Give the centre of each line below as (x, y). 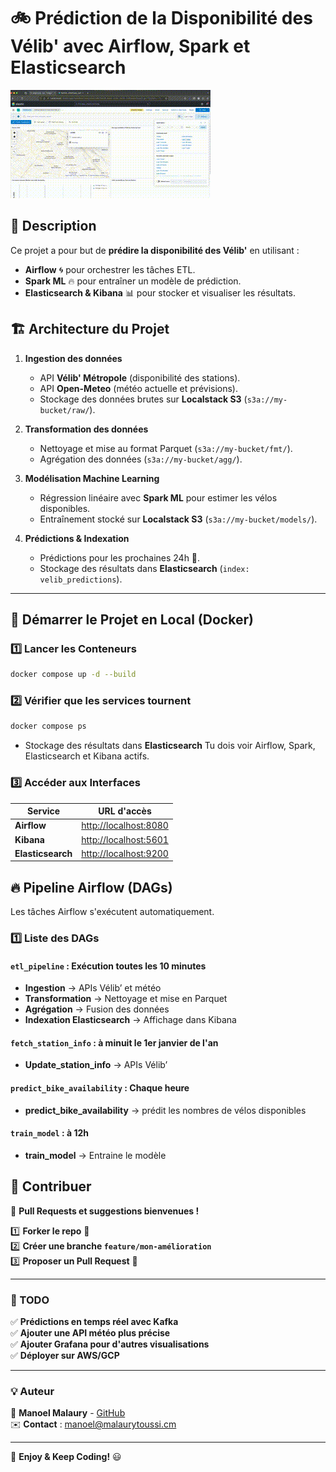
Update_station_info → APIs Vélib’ (96, 1065)
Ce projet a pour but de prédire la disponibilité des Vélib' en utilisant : (155, 250)
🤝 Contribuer (51, 1186)
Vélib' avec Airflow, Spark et (130, 46)
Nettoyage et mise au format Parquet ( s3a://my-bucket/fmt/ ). (166, 448)
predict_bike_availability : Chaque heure (100, 1088)
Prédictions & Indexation (77, 538)
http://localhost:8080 (125, 826)
